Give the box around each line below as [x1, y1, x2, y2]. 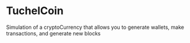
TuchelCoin [6, 4, 64, 18]
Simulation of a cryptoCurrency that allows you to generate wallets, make [6, 24, 185, 31]
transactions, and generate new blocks [6, 29, 101, 37]
